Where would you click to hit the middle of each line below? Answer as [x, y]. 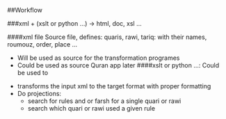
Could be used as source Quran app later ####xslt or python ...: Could [118, 65]
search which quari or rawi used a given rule [91, 108]
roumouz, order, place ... [42, 44]
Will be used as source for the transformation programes [98, 58]
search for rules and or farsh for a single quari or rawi [104, 101]
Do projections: [39, 94]
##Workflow [25, 10]
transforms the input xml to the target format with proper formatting [114, 86]
